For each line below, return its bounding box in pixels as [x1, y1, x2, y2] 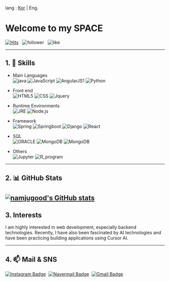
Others [12, 148, 27, 154]
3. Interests [5, 210, 42, 219]
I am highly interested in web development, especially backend [5, 224, 137, 230]
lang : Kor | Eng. [5, 5, 39, 11]
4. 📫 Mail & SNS [5, 255, 57, 264]
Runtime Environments [12, 102, 60, 109]
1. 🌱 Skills [5, 59, 35, 67]
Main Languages [12, 72, 48, 78]
